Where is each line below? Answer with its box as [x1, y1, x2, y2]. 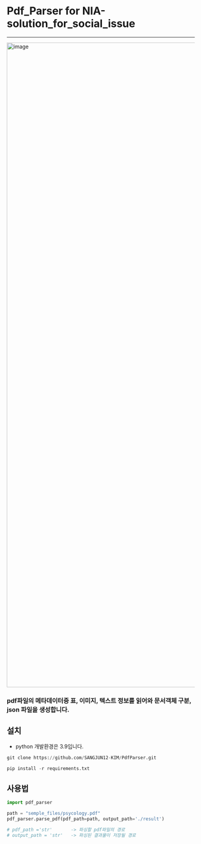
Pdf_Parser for [7, 4, 80, 18]
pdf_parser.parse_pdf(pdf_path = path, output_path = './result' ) [7, 816, 165, 822]
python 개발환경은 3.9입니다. [15, 743, 84, 750]
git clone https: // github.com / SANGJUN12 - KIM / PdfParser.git [7, 754, 157, 760]
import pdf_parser [7, 800, 52, 806]
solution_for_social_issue [7, 17, 136, 30]
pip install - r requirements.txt [7, 765, 90, 771]
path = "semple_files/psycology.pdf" [7, 811, 101, 817]
